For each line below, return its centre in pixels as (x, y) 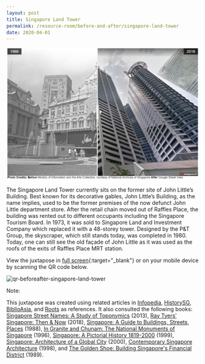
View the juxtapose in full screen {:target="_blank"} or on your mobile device (102, 260)
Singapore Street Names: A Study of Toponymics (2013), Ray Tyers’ (91, 316)
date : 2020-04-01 (28, 33)
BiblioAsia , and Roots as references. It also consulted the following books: (99, 309)
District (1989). (25, 354)
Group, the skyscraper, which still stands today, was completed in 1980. (97, 235)
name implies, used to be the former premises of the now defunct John (96, 203)
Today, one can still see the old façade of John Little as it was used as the (99, 242)
